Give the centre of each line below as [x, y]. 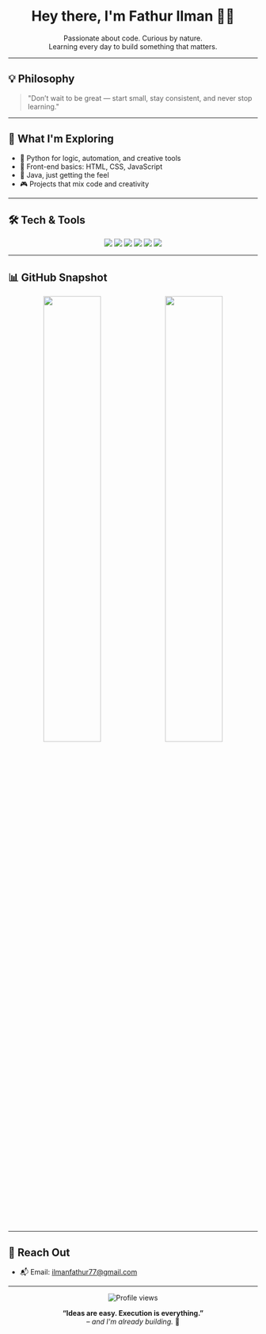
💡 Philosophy [42, 79]
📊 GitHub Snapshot [58, 277]
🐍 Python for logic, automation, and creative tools [100, 158]
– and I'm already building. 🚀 [133, 1321]
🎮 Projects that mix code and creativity [84, 184]
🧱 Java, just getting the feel [64, 174]
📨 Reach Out [39, 1252]
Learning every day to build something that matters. [133, 46]
